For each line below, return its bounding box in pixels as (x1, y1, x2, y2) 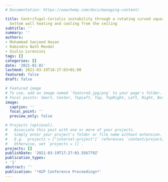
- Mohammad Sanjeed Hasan (5, 39, 59, 45)
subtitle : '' (5, 25, 32, 30)
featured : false (5, 72, 39, 77)
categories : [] (5, 58, 37, 63)
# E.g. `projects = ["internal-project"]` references (5, 136, 124, 141)
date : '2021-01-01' (5, 63, 46, 68)
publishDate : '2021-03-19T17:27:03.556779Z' (5, 150, 99, 155)
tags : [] (5, 53, 23, 58)
